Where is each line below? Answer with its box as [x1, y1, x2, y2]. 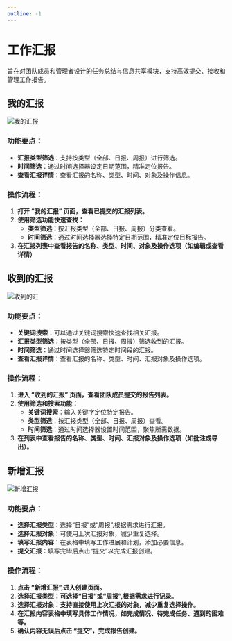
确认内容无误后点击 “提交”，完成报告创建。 [17, 626, 141, 635]
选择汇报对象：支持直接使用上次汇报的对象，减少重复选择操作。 [17, 600, 199, 608]
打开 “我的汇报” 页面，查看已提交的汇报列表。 [17, 206, 149, 215]
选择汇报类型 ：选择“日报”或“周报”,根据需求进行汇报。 [17, 521, 170, 529]
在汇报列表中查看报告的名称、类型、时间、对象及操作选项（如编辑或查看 [17, 241, 224, 250]
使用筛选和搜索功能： [17, 399, 78, 408]
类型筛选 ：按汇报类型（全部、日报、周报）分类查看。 [27, 224, 180, 233]
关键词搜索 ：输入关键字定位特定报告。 [27, 408, 137, 417]
